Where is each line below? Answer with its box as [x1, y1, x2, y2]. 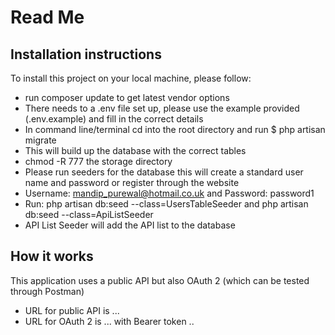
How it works [10, 248, 94, 265]
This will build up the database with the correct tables [24, 145, 247, 156]
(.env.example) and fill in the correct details [24, 113, 204, 125]
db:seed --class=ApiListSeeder [24, 209, 154, 220]
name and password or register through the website [24, 177, 240, 188]
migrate [24, 134, 57, 146]
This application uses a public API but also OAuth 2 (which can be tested [10, 274, 310, 286]
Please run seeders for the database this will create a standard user [24, 166, 304, 178]
